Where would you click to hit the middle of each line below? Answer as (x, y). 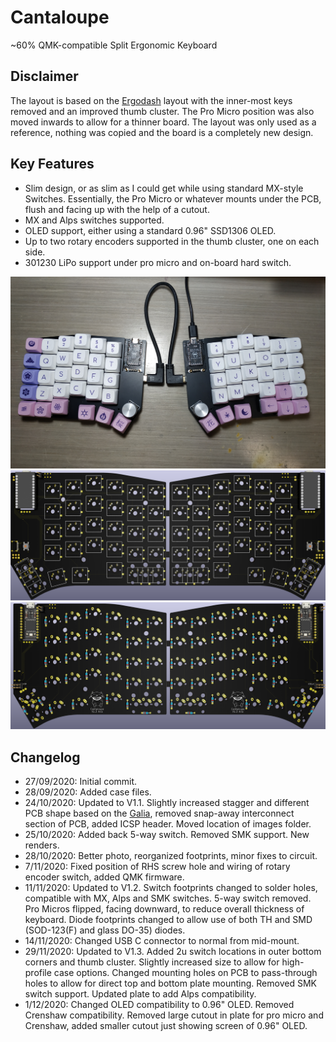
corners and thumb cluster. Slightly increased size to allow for (152, 962)
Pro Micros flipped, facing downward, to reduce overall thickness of (164, 908)
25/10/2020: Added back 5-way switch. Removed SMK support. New (167, 834)
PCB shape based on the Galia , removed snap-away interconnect (159, 813)
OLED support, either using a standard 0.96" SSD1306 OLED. (150, 230)
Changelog (45, 757)
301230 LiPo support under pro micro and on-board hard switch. (158, 262)
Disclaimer (44, 76)
